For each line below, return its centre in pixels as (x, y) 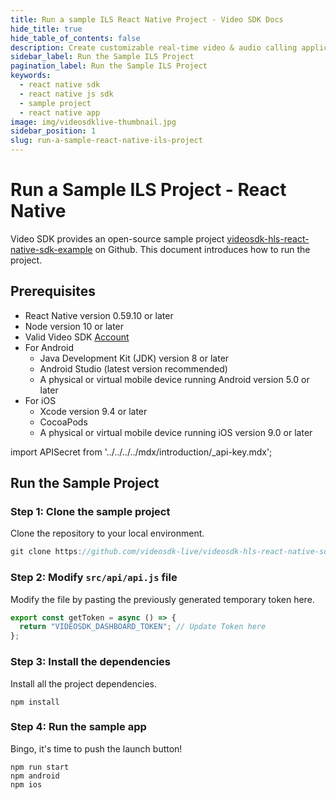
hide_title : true (46, 29)
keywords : (31, 76)
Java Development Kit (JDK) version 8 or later (134, 358)
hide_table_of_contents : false (75, 38)
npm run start (40, 767)
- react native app (60, 112)
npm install (35, 702)
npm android (35, 776)
